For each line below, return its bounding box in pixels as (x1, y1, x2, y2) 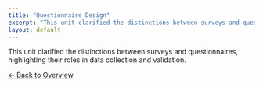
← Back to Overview (8, 71, 74, 80)
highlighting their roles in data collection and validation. (8, 55, 186, 64)
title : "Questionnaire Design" (8, 11, 110, 19)
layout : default (8, 26, 61, 33)
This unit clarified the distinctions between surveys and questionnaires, (8, 47, 239, 57)
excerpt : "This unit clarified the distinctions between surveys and (8, 19, 240, 26)
